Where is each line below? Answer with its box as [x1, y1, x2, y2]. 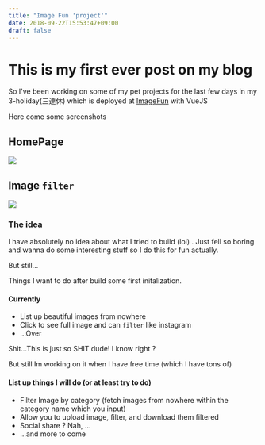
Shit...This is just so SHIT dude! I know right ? [8, 344, 156, 354]
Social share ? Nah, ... [19, 420, 91, 430]
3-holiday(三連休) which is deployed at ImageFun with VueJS [8, 96, 208, 105]
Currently [8, 294, 41, 304]
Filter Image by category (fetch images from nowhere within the [19, 395, 229, 405]
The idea [8, 219, 43, 230]
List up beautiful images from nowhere [19, 312, 147, 321]
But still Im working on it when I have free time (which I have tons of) [8, 359, 232, 369]
